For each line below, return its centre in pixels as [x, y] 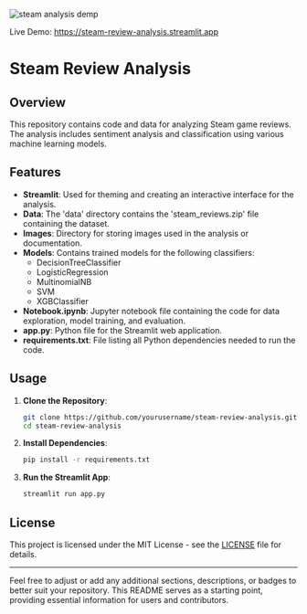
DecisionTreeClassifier [79, 262]
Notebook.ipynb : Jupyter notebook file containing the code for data [151, 311]
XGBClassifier [62, 301]
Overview [38, 102]
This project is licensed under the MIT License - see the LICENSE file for [145, 545]
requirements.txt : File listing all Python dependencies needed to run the [159, 340]
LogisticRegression [72, 272]
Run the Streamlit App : [67, 477]
